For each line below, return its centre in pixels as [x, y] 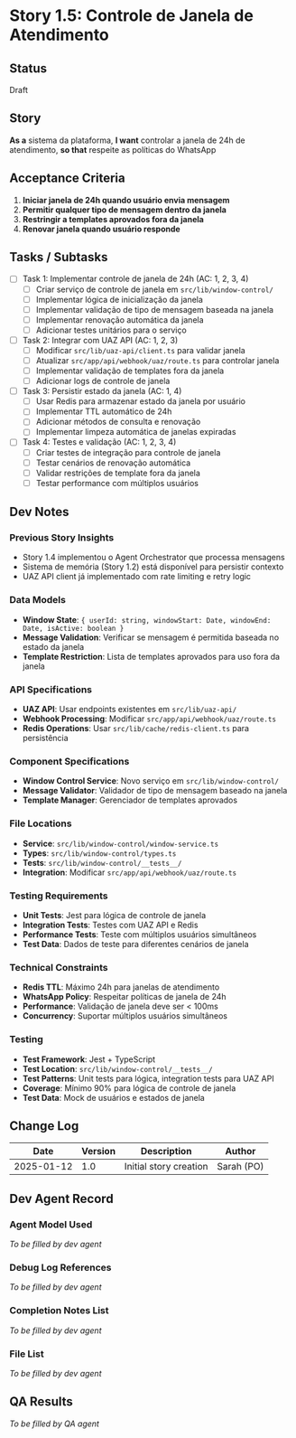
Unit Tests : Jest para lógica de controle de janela [114, 915]
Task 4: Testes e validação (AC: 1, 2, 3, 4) [99, 442]
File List [27, 1354]
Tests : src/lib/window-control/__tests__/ [102, 862]
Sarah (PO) [240, 1167]
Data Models [37, 600]
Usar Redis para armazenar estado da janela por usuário [141, 401]
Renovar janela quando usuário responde [101, 229]
